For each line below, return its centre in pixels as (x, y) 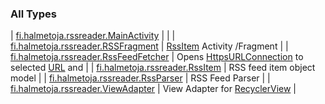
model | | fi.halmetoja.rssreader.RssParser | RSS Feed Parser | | (140, 78)
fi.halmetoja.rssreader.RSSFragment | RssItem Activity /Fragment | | (149, 46)
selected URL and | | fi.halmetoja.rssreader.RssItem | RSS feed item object (163, 68)
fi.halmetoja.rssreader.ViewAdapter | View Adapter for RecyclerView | (153, 89)
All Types (33, 14)
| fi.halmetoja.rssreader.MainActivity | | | (93, 36)
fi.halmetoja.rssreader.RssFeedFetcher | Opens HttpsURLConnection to (157, 57)
